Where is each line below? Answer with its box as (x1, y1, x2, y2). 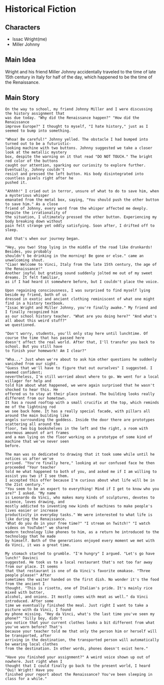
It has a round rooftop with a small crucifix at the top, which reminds (5, 400, 160, 405)
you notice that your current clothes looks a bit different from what (5, 620, 155, 625)
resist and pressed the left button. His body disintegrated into (5, 171, 144, 176)
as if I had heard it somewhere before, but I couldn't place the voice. (5, 279, 160, 284)
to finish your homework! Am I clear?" (5, 348, 87, 353)
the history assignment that (5, 111, 65, 116)
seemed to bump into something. (5, 128, 71, 133)
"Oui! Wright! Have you (5, 667, 54, 673)
